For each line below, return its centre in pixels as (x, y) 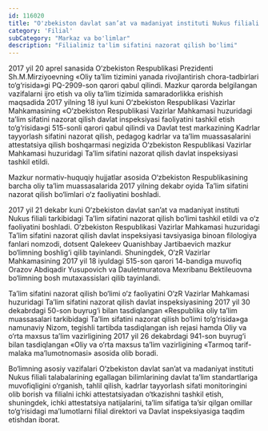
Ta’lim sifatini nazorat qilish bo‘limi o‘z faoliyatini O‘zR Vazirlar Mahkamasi (129, 294)
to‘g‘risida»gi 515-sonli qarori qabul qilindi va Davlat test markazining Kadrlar (134, 128)
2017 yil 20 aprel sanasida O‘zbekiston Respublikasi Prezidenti (111, 68)
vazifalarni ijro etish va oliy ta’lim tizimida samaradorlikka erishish (116, 94)
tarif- (243, 344)
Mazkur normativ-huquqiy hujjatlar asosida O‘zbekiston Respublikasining (128, 178)
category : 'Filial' (41, 30)
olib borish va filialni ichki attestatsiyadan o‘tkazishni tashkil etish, (116, 394)
